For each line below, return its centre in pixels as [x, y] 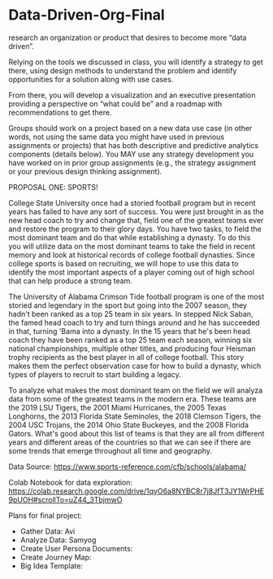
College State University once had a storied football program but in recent [132, 203]
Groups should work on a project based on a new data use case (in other [130, 128]
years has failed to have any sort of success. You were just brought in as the [136, 211]
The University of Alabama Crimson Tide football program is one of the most [136, 296]
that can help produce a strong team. [70, 281]
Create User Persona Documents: [76, 548]
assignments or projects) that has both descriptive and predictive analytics [133, 145]
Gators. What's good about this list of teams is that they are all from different [136, 433]
